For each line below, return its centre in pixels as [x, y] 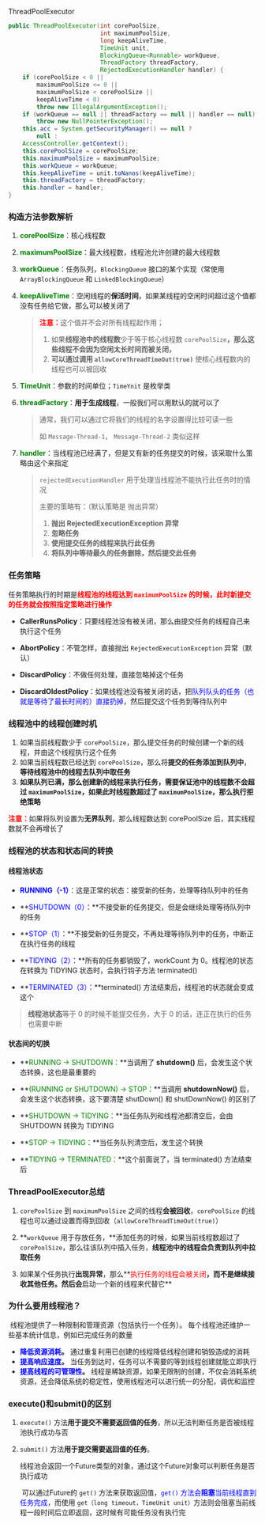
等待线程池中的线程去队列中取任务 [75, 771]
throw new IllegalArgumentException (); [102, 107]
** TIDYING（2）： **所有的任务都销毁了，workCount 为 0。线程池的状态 [136, 961]
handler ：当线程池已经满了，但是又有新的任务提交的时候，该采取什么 [133, 453]
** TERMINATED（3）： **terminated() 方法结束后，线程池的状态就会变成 [136, 988]
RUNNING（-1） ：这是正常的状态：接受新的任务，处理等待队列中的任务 [134, 890]
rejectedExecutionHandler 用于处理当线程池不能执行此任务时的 [142, 480]
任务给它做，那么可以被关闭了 [82, 306]
